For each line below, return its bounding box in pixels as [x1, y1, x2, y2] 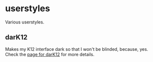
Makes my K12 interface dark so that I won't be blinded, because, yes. [5, 46, 149, 52]
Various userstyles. [5, 19, 45, 25]
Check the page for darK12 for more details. [5, 51, 95, 57]
